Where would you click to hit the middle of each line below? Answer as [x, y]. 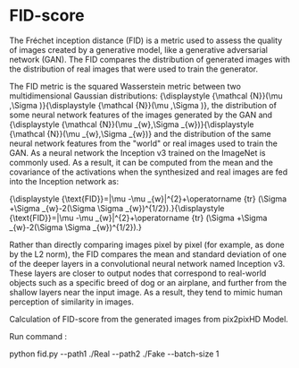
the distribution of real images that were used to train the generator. [134, 69]
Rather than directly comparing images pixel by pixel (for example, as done [147, 244]
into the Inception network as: [64, 181]
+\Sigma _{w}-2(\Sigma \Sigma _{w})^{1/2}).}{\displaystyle [117, 208]
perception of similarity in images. [72, 302]
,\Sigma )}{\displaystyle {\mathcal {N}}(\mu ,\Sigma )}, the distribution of [143, 105]
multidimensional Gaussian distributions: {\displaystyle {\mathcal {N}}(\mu [146, 96]
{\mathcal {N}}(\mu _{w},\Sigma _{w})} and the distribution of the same [140, 133]
